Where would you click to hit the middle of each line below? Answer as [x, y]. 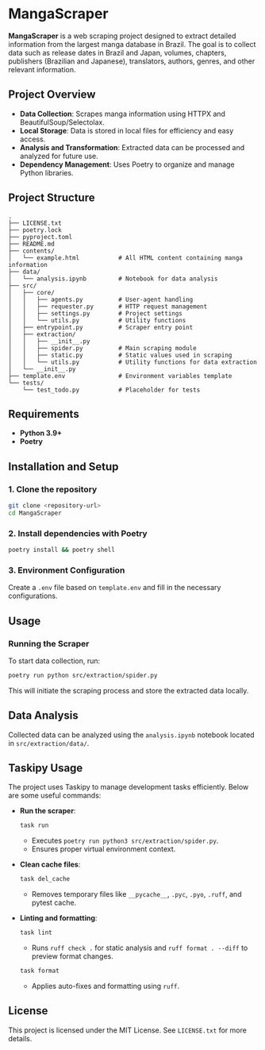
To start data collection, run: [54, 661]
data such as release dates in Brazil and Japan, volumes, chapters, [117, 52]
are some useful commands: [55, 796]
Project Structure [52, 198]
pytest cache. [54, 903]
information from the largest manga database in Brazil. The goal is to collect [132, 44]
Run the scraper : [48, 811]
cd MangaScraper [35, 513]
